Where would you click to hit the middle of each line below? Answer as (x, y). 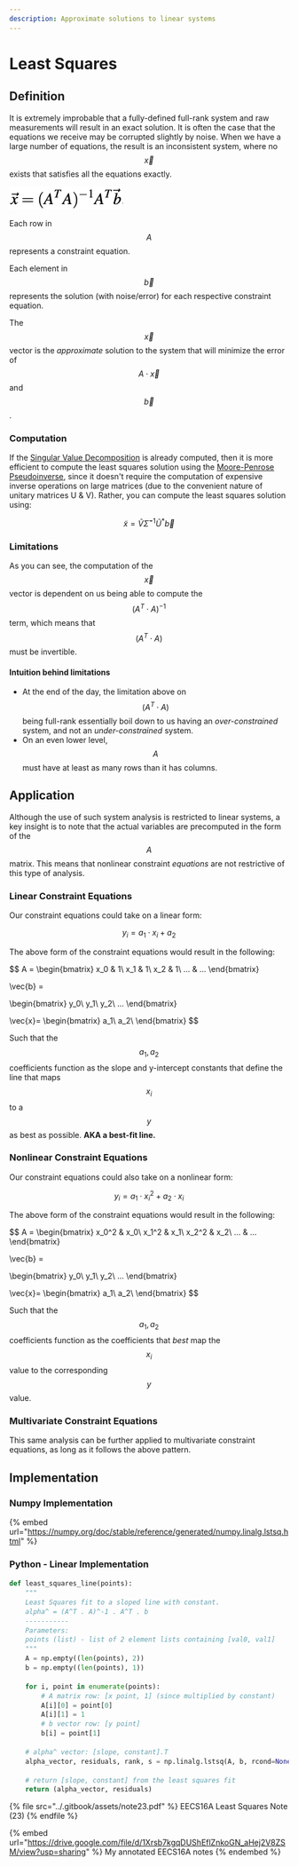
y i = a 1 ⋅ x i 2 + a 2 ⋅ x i (149, 1196)
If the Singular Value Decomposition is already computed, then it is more (141, 457)
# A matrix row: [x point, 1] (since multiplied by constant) (158, 1696)
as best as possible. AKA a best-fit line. (82, 1135)
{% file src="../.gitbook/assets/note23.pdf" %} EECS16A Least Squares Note (149, 1807)
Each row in (31, 223)
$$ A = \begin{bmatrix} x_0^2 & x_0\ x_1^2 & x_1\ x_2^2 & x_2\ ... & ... (133, 1232)
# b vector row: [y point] (91, 1724)
